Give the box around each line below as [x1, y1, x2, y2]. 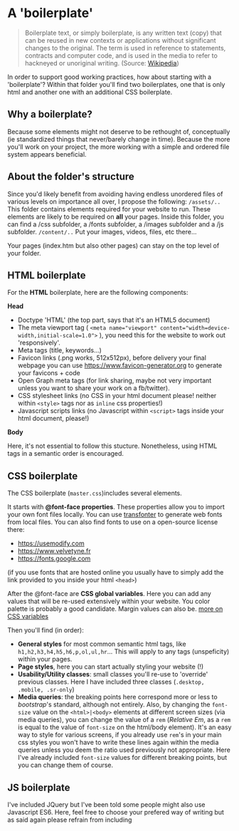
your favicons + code [17, 369, 80, 377]
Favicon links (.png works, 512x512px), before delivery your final [17, 354, 206, 362]
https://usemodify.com [17, 539, 85, 548]
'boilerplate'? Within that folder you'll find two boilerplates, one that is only [7, 80, 225, 88]
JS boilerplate [7, 781, 70, 793]
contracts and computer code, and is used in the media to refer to [24, 51, 218, 60]
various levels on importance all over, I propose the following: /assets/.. [7, 197, 221, 206]
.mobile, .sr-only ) [17, 685, 75, 694]
